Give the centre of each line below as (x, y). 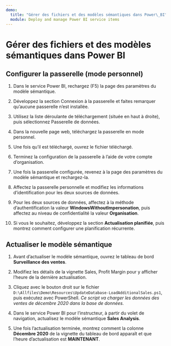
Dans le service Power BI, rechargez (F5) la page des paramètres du (84, 86)
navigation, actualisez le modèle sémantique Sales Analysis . (77, 319)
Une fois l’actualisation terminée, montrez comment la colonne (78, 328)
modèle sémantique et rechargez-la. (51, 178)
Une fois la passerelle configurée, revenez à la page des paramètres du (88, 172)
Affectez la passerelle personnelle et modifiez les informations (78, 187)
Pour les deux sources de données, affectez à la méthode (73, 202)
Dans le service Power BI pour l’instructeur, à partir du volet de (79, 313)
